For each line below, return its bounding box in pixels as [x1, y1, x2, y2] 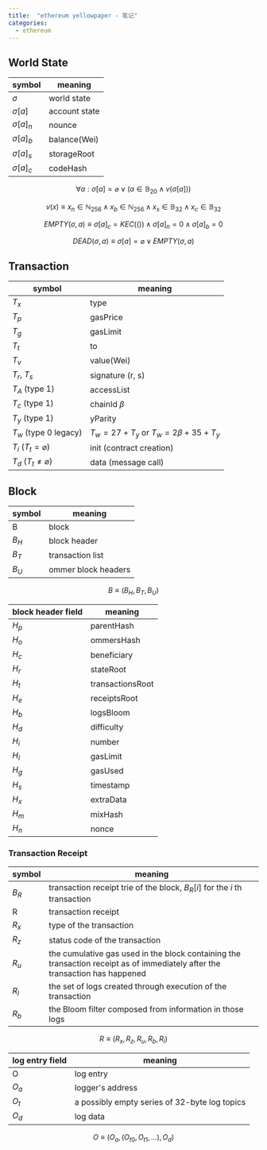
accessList [90, 384, 130, 395]
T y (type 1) [12, 412, 54, 425]
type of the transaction [48, 920, 133, 931]
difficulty [90, 722, 124, 733]
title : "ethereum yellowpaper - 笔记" [8, 11, 138, 20]
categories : [8, 19, 48, 27]
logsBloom [90, 707, 130, 718]
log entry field [12, 1055, 68, 1066]
